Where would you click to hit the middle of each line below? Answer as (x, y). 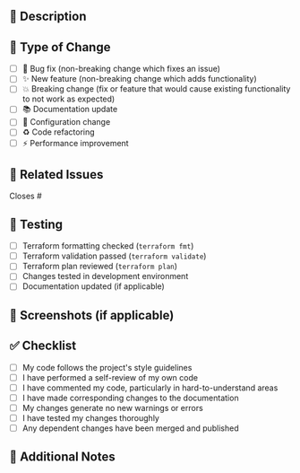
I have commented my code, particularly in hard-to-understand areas (150, 388)
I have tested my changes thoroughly (90, 417)
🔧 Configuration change (66, 122)
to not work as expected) (69, 99)
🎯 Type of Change (60, 47)
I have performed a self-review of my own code (110, 377)
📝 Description (48, 17)
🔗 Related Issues (56, 175)
